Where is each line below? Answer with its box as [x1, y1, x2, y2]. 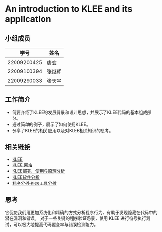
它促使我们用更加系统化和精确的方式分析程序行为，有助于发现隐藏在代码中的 [5, 210, 158, 215]
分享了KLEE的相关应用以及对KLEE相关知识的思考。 [12, 127, 114, 133]
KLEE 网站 [12, 162, 32, 168]
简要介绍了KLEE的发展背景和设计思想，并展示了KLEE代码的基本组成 [12, 109, 147, 115]
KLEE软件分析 [12, 174, 40, 180]
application [5, 14, 52, 25]
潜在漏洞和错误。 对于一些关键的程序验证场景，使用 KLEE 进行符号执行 [5, 215, 146, 221]
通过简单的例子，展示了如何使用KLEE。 [12, 121, 90, 127]
